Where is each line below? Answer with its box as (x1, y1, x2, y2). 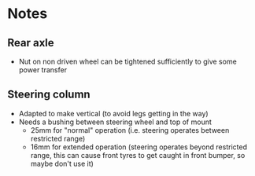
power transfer (18, 65, 68, 75)
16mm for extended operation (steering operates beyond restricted (30, 142, 247, 152)
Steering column (7, 88, 91, 101)
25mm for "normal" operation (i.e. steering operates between (30, 125, 230, 134)
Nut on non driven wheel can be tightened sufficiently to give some (18, 57, 237, 66)
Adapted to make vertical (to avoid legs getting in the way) (18, 108, 209, 118)
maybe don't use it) (30, 159, 94, 168)
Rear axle (7, 36, 54, 49)
